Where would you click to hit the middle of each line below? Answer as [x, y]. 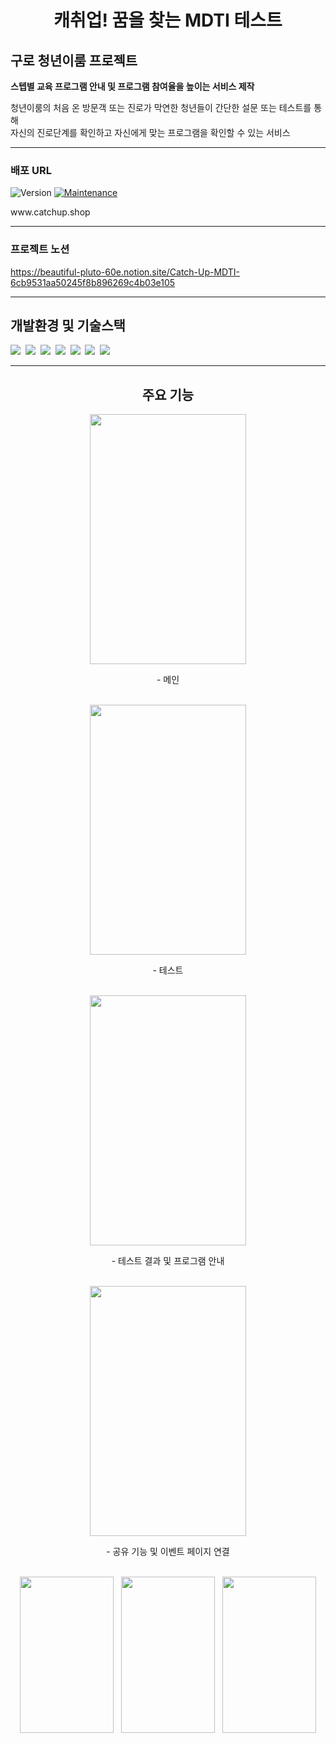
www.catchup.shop [50, 212]
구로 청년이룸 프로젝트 [74, 60]
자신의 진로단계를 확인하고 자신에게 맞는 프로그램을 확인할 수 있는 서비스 [150, 132]
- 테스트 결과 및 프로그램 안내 [168, 1261]
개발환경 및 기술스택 [68, 325]
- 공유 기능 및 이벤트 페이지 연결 [168, 1552]
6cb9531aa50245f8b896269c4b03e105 [93, 282]
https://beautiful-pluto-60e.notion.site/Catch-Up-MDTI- [125, 272]
